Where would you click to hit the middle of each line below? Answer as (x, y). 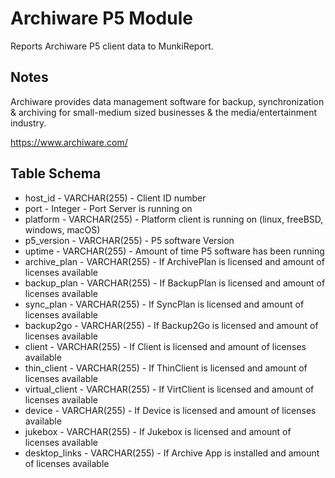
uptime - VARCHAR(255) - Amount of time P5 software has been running (174, 251)
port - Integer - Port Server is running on (108, 208)
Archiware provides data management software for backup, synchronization (167, 101)
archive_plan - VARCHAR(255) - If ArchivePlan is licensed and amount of (174, 261)
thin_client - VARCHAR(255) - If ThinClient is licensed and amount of (166, 368)
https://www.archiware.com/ (69, 142)
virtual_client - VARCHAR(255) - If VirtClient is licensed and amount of (169, 389)
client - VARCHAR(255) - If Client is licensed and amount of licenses (165, 346)
